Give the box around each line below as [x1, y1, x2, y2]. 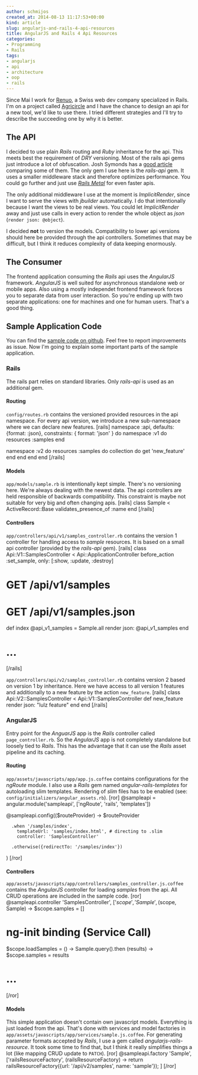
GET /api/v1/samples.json [6, 605, 135, 619]
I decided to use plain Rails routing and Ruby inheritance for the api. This [6, 148, 183, 155]
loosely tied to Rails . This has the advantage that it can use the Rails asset [6, 742, 187, 749]
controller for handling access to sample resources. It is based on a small [6, 539, 184, 546]
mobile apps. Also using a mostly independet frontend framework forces [6, 285, 183, 293]
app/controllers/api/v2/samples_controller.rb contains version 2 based [6, 676, 186, 684]
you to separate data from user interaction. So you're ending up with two [6, 292, 183, 299]
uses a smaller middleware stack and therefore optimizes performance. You [6, 173, 190, 180]
